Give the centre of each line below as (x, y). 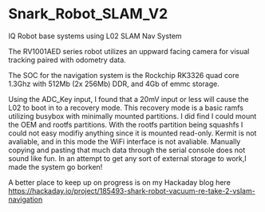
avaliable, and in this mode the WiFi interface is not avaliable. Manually (125, 141)
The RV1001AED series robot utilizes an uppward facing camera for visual (129, 51)
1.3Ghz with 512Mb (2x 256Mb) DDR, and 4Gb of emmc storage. (114, 84)
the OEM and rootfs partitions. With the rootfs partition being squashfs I (126, 124)
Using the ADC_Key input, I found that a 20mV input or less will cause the (129, 99)
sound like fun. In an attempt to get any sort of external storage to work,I (128, 158)
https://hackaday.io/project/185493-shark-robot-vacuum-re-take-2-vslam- (132, 190)
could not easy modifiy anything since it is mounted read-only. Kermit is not (132, 133)
